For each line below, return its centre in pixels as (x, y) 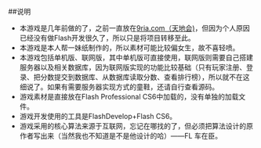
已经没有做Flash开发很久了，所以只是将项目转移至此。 (107, 38)
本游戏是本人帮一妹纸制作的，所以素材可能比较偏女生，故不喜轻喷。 (129, 48)
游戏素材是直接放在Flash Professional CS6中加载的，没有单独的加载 (129, 97)
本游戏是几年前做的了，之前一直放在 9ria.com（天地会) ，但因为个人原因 (134, 28)
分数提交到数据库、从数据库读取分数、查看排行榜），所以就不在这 (145, 77)
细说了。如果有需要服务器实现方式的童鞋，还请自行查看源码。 (119, 87)
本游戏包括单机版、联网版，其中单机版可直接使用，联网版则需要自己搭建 (136, 58)
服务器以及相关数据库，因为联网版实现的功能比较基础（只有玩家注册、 (133, 67)
